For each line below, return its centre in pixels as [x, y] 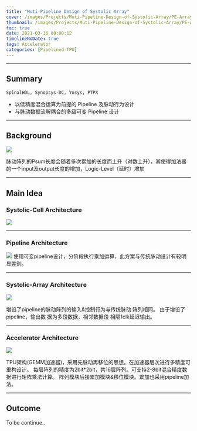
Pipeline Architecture [37, 243]
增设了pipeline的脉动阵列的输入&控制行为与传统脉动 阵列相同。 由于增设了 [96, 309]
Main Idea [24, 193]
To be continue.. [26, 422]
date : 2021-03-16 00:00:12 [39, 33]
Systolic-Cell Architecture [44, 210]
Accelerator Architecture [43, 338]
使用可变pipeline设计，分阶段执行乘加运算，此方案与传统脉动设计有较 [97, 256]
